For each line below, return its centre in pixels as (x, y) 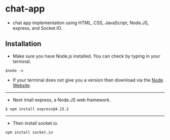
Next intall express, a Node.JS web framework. (62, 100)
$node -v (14, 71)
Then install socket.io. (35, 123)
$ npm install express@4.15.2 (37, 109)
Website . (22, 85)
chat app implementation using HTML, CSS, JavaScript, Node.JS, (81, 23)
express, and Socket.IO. (37, 28)
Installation (23, 44)
